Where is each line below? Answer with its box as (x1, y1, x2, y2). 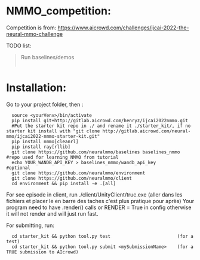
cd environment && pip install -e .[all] (11, 180, 116, 186)
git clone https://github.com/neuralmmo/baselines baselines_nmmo (11, 149, 180, 155)
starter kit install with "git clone (6, 128, 100, 134)
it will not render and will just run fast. (6, 210, 99, 217)
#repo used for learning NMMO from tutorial (6, 154, 119, 160)
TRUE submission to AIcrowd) (6, 249, 79, 255)
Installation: (6, 81, 67, 95)
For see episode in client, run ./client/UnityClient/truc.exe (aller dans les (6, 191, 183, 198)
